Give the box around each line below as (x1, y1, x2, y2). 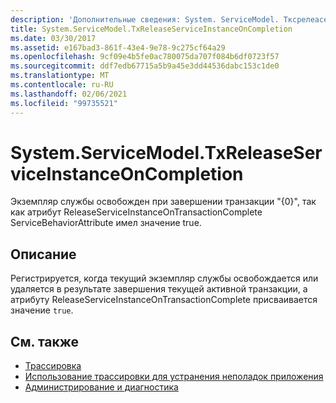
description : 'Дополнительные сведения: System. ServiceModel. (10, 14, 280, 25)
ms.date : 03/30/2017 (10, 33, 97, 43)
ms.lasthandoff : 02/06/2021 (10, 89, 128, 99)
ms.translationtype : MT (10, 71, 110, 81)
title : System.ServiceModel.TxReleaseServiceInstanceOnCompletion (10, 24, 293, 34)
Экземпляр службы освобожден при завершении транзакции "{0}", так (10, 196, 317, 208)
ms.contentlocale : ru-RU (10, 80, 114, 90)
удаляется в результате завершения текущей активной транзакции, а (10, 283, 308, 295)
